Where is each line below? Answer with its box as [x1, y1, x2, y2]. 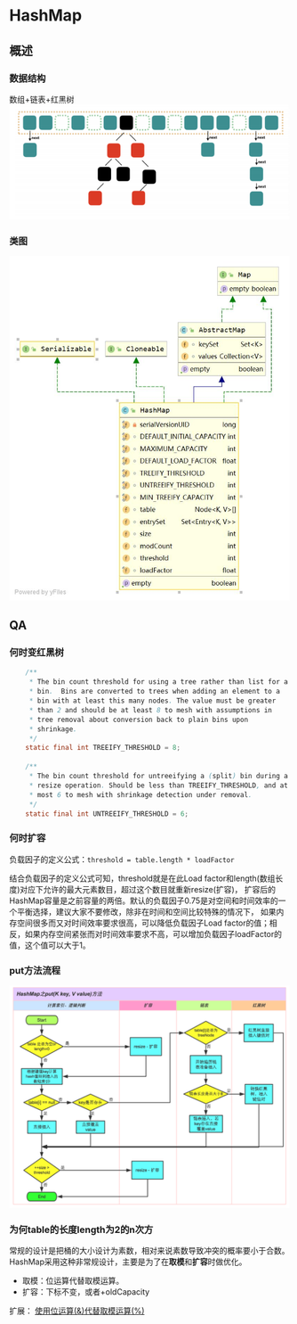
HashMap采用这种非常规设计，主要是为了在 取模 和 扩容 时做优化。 [9, 1256, 247, 1267]
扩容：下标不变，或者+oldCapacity [21, 1287, 150, 1297]
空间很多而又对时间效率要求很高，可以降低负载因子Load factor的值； [16, 917, 269, 928]
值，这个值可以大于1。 [9, 940, 91, 950]
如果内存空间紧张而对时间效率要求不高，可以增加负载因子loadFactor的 [24, 928, 283, 939]
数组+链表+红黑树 [9, 94, 75, 104]
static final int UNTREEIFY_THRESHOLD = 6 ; [25, 809, 189, 818]
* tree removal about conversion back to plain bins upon [28, 715, 249, 724]
